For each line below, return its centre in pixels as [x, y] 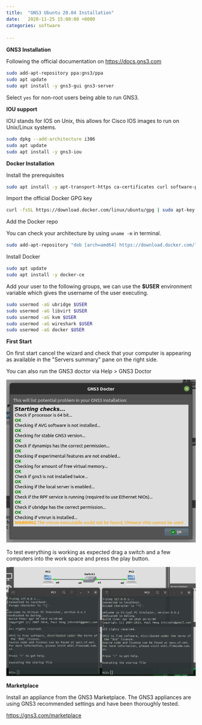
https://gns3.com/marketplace [44, 715]
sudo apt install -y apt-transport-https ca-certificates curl [87, 187]
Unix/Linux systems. [32, 127]
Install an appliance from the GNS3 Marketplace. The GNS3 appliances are [99, 697]
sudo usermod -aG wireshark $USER [50, 324]
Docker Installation [30, 163]
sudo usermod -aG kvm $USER [41, 317]
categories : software [33, 25]
